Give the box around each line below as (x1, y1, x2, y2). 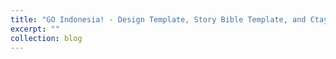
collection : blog (10, 33, 83, 43)
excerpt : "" (10, 24, 60, 34)
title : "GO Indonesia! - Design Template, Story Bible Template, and (10, 14, 307, 25)
